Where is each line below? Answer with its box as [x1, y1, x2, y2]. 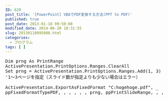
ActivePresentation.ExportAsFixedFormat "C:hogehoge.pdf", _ [5, 84, 159, 90]
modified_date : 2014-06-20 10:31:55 [5, 26, 82, 31]
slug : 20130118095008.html [5, 30, 62, 35]
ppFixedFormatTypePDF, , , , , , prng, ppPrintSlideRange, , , [5, 89, 164, 95]
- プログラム [10, 40, 33, 45]
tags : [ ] [5, 44, 26, 49]
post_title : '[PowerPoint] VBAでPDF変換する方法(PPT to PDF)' [5, 12, 133, 17]
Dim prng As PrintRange [5, 58, 64, 64]
